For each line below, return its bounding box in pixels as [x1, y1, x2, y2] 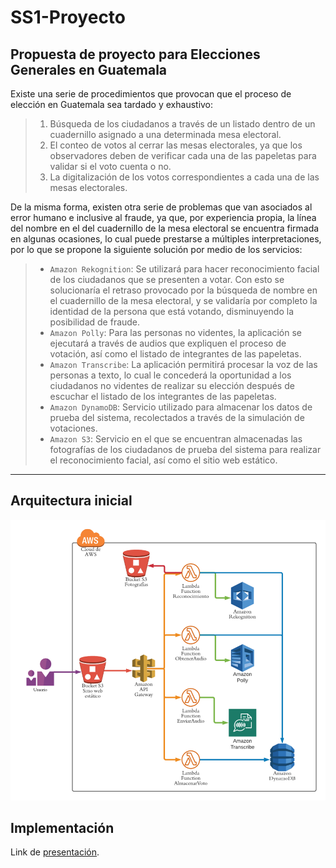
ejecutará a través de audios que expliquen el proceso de [49, 337, 287, 349]
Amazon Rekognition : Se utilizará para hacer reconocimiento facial [49, 263, 320, 275]
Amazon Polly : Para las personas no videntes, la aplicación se [49, 327, 302, 338]
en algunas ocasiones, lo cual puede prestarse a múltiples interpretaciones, [10, 233, 322, 245]
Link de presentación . [10, 846, 100, 858]
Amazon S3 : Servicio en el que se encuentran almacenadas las [49, 433, 303, 445]
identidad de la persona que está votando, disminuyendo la [49, 306, 295, 317]
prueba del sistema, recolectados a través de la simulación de [49, 412, 305, 423]
